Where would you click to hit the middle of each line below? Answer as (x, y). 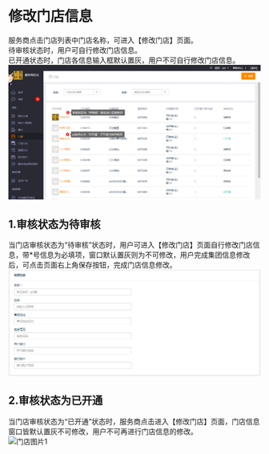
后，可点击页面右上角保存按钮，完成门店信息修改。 (92, 264)
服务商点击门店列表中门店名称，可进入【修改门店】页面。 (103, 40)
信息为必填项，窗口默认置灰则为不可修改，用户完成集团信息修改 (145, 255)
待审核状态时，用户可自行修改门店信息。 (75, 50)
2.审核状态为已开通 (56, 401)
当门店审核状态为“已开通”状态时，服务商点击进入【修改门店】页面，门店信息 (134, 421)
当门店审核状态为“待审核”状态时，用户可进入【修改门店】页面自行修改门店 (131, 244)
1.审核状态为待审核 (55, 224)
